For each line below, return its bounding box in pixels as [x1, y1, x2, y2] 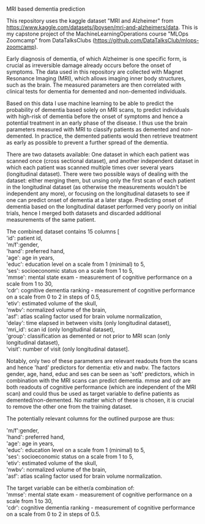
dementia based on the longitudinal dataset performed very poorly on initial [6, 203, 197, 210]
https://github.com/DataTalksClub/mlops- [94, 37, 199, 44]
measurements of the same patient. [6, 216, 96, 223]
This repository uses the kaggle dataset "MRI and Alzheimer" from [6, 17, 174, 24]
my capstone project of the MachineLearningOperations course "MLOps [6, 30, 188, 37]
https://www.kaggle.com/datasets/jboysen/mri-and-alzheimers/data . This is [6, 24, 198, 31]
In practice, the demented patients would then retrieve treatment [34, 132, 198, 139]
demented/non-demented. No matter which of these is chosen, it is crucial [6, 396, 195, 404]
